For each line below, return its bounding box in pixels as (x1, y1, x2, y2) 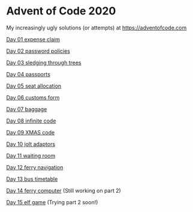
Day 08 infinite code (6, 117, 56, 124)
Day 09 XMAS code (6, 129, 55, 136)
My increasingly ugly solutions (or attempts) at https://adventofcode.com (6, 24, 187, 31)
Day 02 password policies (6, 47, 71, 55)
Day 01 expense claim (6, 35, 60, 43)
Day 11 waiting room (6, 152, 56, 159)
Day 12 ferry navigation (6, 163, 64, 171)
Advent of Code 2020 (6, 4, 116, 18)
